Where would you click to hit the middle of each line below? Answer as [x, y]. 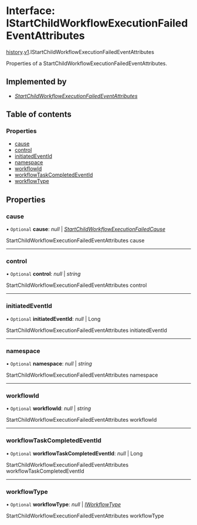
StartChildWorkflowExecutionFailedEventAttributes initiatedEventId [86, 330]
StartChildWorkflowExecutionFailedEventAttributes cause [75, 241]
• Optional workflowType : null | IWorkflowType [64, 504]
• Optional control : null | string [43, 274]
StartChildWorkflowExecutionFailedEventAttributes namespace [82, 375]
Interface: [31, 11]
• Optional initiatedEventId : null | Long [53, 319]
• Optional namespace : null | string [49, 364]
